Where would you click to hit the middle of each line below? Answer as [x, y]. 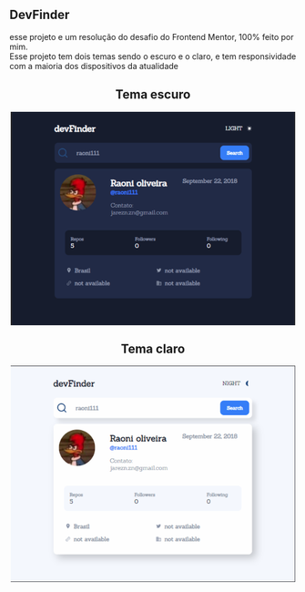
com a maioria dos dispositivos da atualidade [94, 66]
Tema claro [153, 349]
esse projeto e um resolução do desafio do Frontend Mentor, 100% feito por [152, 36]
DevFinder [40, 15]
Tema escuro [153, 95]
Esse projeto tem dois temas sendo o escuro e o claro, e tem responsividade [153, 56]
